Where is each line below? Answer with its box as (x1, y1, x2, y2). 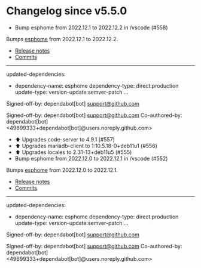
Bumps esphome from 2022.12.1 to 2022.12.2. (6, 35, 118, 42)
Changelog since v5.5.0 (6, 4, 127, 18)
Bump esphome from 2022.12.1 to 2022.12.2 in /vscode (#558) (14, 24, 169, 31)
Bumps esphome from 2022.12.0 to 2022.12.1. (6, 166, 118, 174)
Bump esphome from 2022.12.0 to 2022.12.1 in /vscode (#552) (14, 155, 168, 162)
